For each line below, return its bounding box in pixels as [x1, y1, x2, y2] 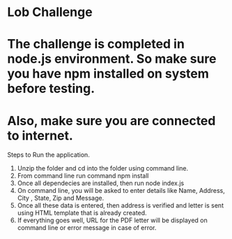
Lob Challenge [7, 4, 93, 20]
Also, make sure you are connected [7, 113, 216, 129]
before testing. [7, 81, 95, 96]
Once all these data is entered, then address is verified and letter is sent [17, 201, 224, 210]
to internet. [7, 127, 73, 143]
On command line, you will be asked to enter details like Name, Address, [17, 187, 225, 195]
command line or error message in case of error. [17, 224, 157, 232]
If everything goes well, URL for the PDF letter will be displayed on [17, 216, 208, 224]
